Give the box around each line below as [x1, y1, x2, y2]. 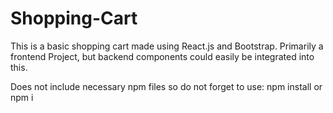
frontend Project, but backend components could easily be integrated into [10, 50, 315, 62]
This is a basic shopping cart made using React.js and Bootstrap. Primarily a [10, 40, 324, 52]
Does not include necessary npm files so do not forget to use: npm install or [10, 80, 323, 92]
